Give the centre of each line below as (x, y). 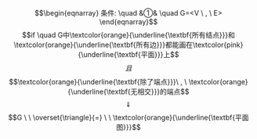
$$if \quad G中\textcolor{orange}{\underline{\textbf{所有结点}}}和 (128, 35)
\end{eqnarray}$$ (128, 22)
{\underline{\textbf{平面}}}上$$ (128, 54)
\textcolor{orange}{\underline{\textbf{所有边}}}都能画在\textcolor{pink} (128, 45)
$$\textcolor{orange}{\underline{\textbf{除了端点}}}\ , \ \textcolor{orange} (128, 82)
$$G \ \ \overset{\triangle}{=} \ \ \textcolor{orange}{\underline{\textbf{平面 (128, 118)
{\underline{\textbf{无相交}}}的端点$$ (128, 91)
